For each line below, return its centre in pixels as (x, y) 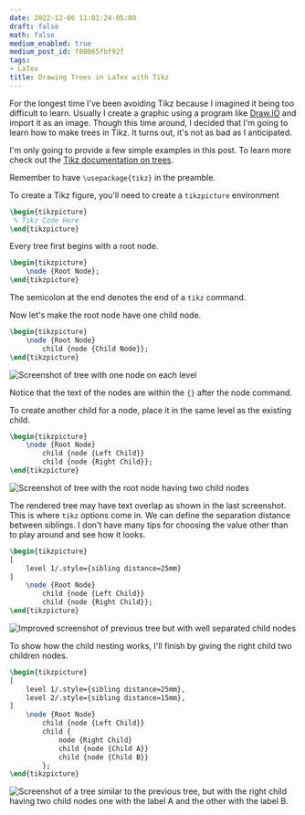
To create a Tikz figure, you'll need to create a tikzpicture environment (144, 195)
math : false (32, 35)
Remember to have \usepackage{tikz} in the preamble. (113, 177)
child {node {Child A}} (103, 748)
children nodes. (39, 655)
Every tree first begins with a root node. (84, 246)
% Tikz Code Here (46, 220)
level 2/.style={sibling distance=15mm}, (105, 698)
